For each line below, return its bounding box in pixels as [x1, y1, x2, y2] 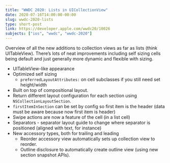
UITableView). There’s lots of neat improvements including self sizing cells [5, 50, 161, 56]
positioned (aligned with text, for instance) [12, 125, 102, 131]
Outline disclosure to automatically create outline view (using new [20, 147, 159, 152]
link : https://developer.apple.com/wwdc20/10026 [5, 26, 110, 31]
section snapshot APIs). [20, 152, 70, 158]
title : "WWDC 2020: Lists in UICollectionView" [5, 7, 108, 13]
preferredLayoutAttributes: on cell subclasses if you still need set [20, 77, 160, 82]
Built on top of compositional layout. [12, 87, 89, 93]
